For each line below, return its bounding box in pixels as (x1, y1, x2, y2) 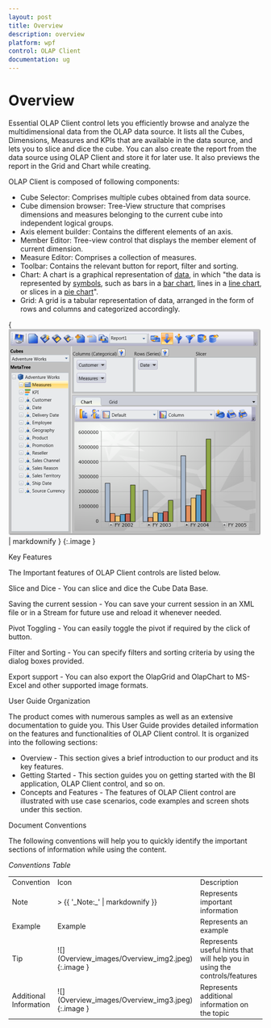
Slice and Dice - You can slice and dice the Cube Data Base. (8, 583, 208, 593)
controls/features (200, 971, 258, 981)
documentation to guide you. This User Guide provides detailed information (8, 720, 259, 730)
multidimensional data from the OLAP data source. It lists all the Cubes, (8, 126, 244, 137)
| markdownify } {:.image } (8, 536, 96, 546)
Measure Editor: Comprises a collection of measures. (19, 252, 197, 262)
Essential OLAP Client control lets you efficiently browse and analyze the (8, 118, 250, 128)
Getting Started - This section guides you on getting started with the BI (19, 770, 256, 780)
